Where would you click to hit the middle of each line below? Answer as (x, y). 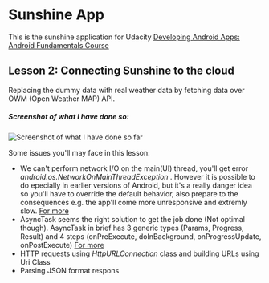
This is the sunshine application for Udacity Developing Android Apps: (124, 37)
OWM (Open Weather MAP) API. (61, 99)
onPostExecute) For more (62, 245)
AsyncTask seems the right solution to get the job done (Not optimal (132, 219)
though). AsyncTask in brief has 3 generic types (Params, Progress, (132, 228)
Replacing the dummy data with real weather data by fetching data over (126, 90)
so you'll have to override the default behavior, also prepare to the (129, 193)
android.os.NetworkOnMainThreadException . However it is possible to (137, 176)
